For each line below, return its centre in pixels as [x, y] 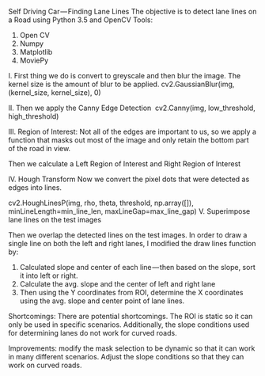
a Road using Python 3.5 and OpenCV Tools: [80, 20]
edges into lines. [35, 188]
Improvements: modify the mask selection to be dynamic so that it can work [132, 348]
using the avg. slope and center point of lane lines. [102, 301]
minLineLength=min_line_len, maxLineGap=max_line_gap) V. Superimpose [129, 211]
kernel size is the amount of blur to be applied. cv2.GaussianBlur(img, [121, 84]
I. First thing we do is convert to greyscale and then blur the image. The [125, 76]
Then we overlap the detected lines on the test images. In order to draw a [128, 235]
